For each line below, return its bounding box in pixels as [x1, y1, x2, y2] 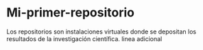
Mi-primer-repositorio [6, 5, 135, 21]
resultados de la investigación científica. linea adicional [6, 34, 163, 42]
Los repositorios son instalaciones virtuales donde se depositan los [6, 27, 197, 36]
